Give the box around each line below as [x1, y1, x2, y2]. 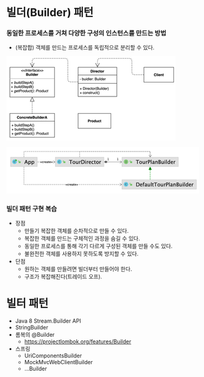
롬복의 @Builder [15, 331, 55, 339]
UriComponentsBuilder [24, 352, 82, 359]
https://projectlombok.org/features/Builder [24, 338, 131, 345]
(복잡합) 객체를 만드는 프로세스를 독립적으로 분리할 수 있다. [15, 44, 155, 51]
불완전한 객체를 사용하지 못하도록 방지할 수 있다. [24, 250, 139, 257]
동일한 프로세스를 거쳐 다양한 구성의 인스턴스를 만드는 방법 [6, 29, 167, 37]
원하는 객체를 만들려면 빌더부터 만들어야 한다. [24, 265, 133, 273]
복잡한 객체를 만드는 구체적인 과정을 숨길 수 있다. [24, 235, 140, 242]
